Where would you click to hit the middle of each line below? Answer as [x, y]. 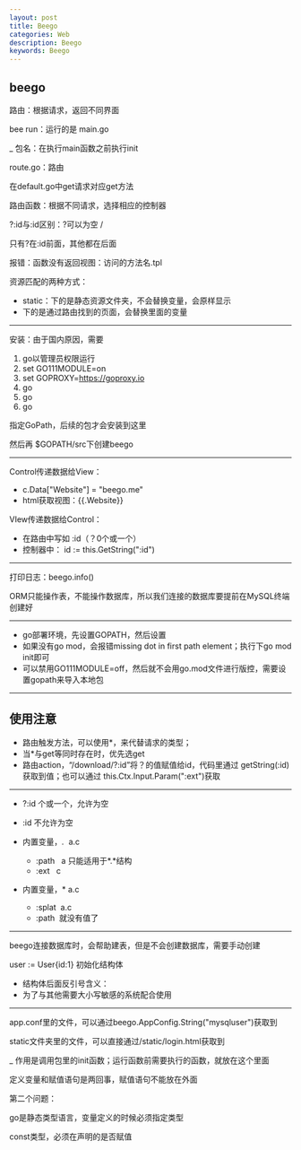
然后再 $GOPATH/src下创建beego [72, 444]
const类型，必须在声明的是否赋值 [71, 1137]
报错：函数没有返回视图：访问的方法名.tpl [86, 262]
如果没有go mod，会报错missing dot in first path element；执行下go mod [157, 646]
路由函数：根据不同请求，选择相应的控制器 [88, 205]
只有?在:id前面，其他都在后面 [63, 243]
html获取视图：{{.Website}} [73, 500]
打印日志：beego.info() [52, 577]
